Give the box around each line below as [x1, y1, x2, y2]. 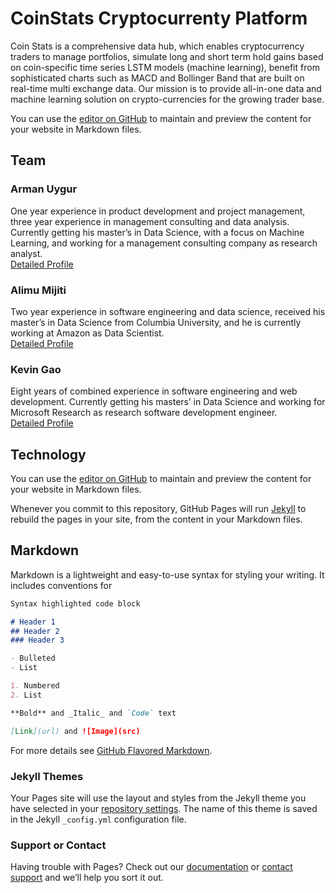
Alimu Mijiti [10, 283, 67, 297]
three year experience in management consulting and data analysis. [10, 215, 290, 227]
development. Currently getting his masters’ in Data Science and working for [10, 396, 326, 408]
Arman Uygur [10, 182, 78, 196]
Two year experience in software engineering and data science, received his [10, 305, 326, 317]
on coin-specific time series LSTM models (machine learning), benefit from [10, 61, 320, 73]
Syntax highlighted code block [10, 598, 141, 609]
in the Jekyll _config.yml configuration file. [10, 813, 187, 825]
